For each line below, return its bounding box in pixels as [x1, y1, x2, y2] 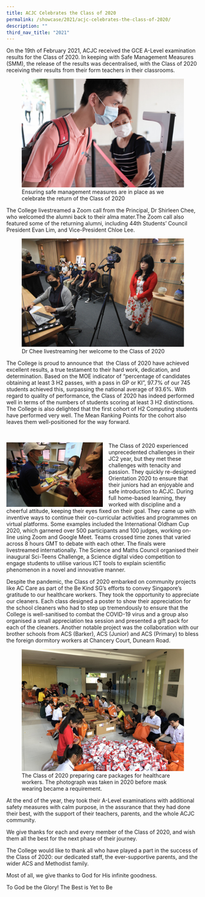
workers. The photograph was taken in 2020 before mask [21, 778, 167, 786]
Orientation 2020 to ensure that [108, 475, 188, 482]
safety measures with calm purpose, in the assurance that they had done [6, 804, 191, 811]
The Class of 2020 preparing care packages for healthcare [21, 772, 170, 780]
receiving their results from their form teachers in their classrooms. [6, 66, 176, 74]
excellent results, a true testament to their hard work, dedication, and [6, 366, 181, 374]
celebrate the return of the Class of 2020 [21, 194, 125, 202]
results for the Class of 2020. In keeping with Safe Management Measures [6, 53, 194, 61]
